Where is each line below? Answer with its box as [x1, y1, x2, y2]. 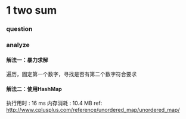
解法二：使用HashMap [6, 85, 63, 92]
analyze [6, 41, 30, 49]
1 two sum [6, 4, 57, 17]
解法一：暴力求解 [6, 56, 48, 63]
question [6, 25, 33, 33]
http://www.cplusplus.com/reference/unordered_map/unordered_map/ [6, 107, 180, 114]
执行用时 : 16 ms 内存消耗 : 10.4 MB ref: [6, 99, 103, 107]
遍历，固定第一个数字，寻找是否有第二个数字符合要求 [6, 71, 137, 78]
